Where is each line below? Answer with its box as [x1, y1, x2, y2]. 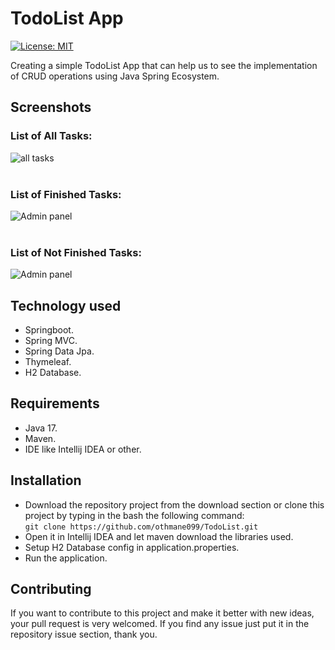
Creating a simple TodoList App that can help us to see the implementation [10, 59, 318, 71]
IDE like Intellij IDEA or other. [24, 443, 142, 455]
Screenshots [10, 99, 92, 116]
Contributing [10, 581, 92, 598]
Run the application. [24, 552, 108, 564]
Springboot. [24, 324, 74, 336]
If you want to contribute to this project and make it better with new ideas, [10, 607, 315, 619]
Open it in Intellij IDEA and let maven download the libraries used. [24, 530, 294, 542]
